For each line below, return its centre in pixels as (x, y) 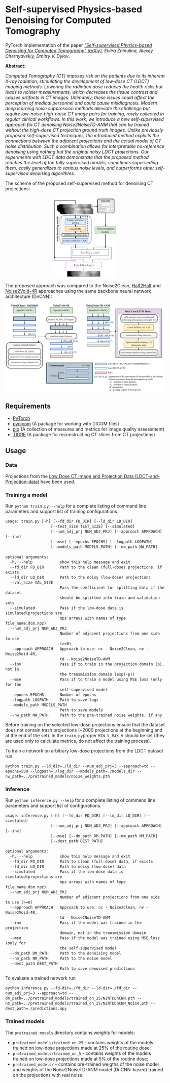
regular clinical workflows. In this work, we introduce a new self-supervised (84, 119)
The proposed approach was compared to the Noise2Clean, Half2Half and (83, 286)
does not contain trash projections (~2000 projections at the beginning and (84, 730)
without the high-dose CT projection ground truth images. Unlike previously (84, 130)
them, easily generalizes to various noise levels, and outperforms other (80, 168)
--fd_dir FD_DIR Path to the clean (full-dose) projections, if (86, 567)
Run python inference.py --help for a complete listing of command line (80, 800)
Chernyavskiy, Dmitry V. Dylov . (38, 56)
